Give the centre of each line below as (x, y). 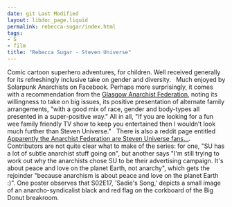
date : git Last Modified (43, 14)
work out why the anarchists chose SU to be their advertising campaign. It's (115, 160)
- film (17, 46)
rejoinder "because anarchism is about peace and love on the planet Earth (113, 175)
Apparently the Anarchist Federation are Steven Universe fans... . (99, 138)
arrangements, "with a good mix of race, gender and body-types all (104, 109)
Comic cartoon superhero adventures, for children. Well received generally (114, 72)
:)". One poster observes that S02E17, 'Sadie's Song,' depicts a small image (114, 183)
